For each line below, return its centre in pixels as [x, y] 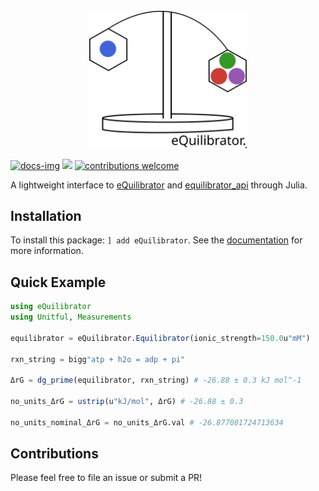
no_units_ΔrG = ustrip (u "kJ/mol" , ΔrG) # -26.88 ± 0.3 [127, 402]
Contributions [54, 454]
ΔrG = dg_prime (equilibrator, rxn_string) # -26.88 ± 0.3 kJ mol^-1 [156, 380]
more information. [47, 251]
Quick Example [58, 282]
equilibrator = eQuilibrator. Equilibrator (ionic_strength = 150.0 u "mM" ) [160, 338]
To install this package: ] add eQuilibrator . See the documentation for [156, 240]
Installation [46, 215]
